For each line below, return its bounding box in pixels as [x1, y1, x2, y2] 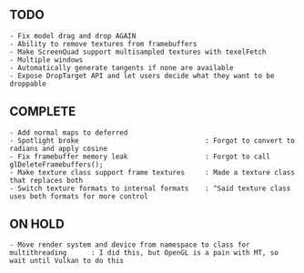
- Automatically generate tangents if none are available [9, 63, 234, 72]
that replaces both [9, 176, 84, 185]
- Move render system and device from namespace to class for [9, 240, 250, 249]
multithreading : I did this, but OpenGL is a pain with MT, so [9, 248, 279, 258]
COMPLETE [9, 104, 76, 119]
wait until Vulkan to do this [9, 257, 125, 266]
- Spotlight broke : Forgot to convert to [9, 136, 296, 145]
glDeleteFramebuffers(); [9, 159, 104, 169]
